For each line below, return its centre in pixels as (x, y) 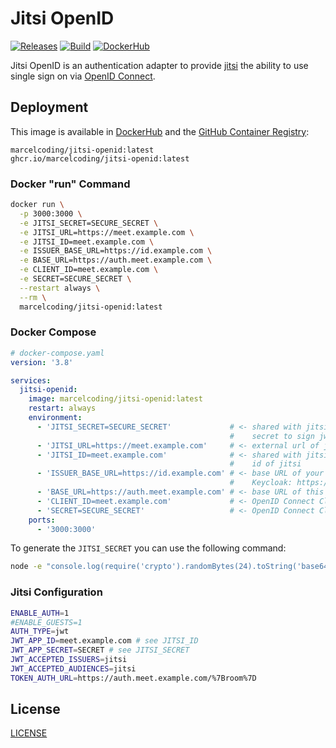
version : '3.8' (42, 362)
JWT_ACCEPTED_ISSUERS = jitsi (69, 660)
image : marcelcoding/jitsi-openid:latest (115, 399)
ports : (42, 520)
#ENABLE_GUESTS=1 (46, 622)
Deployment (49, 107)
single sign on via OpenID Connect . (83, 76)
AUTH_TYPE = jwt (40, 632)
